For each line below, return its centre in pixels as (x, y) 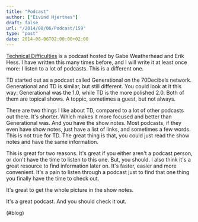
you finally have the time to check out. (53, 178)
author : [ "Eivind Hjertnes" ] (42, 17)
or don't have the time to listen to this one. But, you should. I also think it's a (99, 160)
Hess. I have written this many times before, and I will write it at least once (97, 62)
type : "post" (22, 34)
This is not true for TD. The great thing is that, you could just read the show (98, 136)
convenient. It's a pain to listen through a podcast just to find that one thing (98, 172)
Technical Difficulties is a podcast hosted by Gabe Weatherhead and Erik (95, 56)
